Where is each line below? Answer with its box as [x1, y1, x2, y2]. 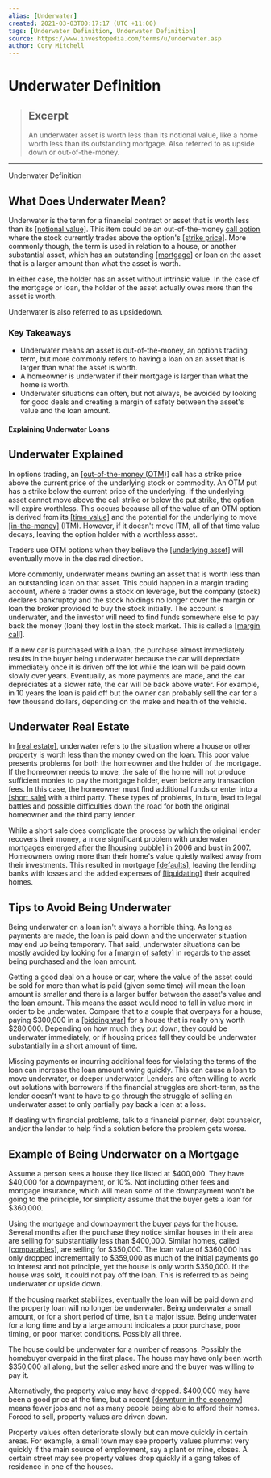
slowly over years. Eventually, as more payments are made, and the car [8, 670, 245, 680]
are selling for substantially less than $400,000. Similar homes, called [8, 1236, 240, 1246]
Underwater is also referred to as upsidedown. [8, 306, 163, 316]
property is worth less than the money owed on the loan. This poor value [8, 750, 250, 760]
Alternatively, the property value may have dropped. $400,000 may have [8, 1386, 251, 1396]
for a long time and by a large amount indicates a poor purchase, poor [8, 1320, 241, 1330]
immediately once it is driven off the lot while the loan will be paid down [8, 662, 246, 672]
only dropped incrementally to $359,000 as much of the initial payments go [8, 1253, 259, 1263]
